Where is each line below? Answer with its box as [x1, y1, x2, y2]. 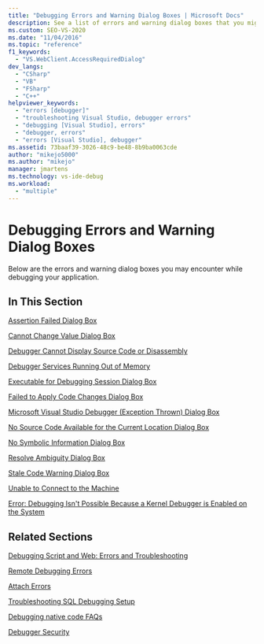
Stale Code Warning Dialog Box [8, 468, 110, 478]
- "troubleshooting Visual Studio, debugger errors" [15, 114, 192, 122]
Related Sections [8, 530, 93, 543]
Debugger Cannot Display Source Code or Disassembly [8, 346, 189, 356]
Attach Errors [8, 582, 51, 591]
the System [8, 507, 46, 516]
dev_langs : [8, 63, 44, 71]
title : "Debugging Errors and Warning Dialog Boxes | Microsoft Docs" [8, 11, 244, 20]
